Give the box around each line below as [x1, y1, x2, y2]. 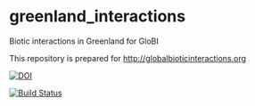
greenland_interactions [9, 6, 185, 27]
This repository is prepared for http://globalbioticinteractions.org [9, 53, 247, 63]
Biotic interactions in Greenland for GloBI [9, 36, 159, 46]
